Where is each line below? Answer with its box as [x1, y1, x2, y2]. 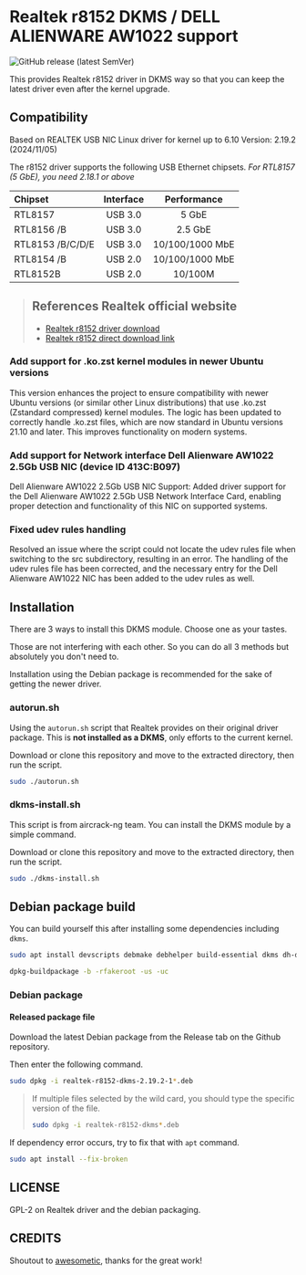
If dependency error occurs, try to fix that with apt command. [9, 1137, 240, 1148]
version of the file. [31, 1103, 100, 1114]
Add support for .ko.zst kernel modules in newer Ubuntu [9, 355, 264, 368]
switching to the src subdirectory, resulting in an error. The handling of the [9, 554, 289, 565]
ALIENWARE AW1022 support [9, 26, 239, 47]
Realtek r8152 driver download [45, 322, 160, 334]
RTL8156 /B [14, 223, 66, 235]
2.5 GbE [176, 223, 211, 235]
